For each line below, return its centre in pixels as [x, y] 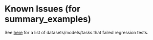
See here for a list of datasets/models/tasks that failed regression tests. [76, 32]
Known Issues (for [43, 9]
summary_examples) [48, 19]
